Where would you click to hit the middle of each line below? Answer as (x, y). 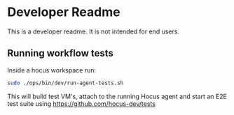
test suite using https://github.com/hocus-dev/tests (82, 103)
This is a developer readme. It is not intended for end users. (94, 31)
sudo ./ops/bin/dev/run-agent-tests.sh (66, 83)
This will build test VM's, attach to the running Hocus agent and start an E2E (117, 96)
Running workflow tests (61, 53)
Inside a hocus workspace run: (52, 70)
